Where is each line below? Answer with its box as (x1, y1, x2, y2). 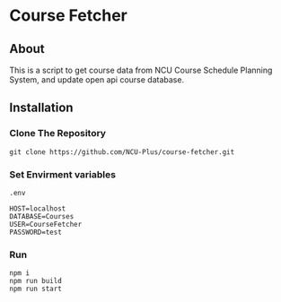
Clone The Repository (9, 127, 106, 140)
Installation (9, 100, 74, 116)
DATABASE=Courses (9, 211, 75, 220)
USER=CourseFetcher (9, 220, 83, 229)
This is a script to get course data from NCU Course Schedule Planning (9, 65, 273, 75)
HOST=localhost (9, 203, 66, 213)
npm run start (9, 284, 63, 294)
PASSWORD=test (9, 228, 63, 237)
